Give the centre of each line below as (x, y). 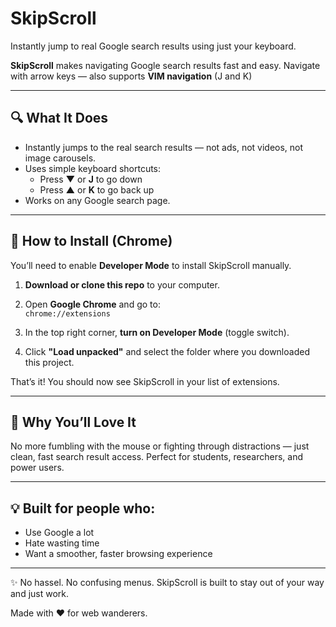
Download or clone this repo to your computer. (122, 284)
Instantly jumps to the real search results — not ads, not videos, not (164, 147)
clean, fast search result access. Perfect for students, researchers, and (157, 457)
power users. (37, 468)
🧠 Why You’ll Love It (73, 422)
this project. (49, 362)
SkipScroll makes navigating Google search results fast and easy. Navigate (165, 65)
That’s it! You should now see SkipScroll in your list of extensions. (145, 381)
